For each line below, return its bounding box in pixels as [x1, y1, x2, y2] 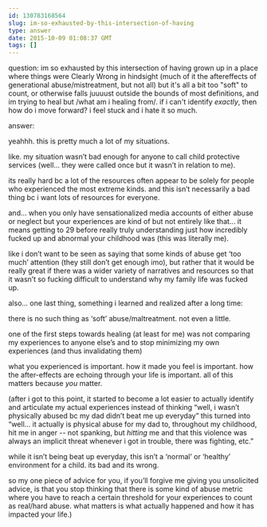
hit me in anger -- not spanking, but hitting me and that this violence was [8, 428, 247, 438]
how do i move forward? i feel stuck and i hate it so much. [8, 105, 198, 116]
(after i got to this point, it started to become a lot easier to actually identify [8, 394, 254, 403]
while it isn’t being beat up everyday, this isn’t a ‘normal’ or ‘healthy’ [8, 452, 231, 462]
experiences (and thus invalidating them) [8, 346, 143, 356]
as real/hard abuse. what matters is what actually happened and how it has [8, 501, 255, 511]
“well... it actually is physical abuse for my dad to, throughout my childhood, [8, 419, 257, 429]
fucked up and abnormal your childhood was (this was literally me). [8, 234, 230, 243]
